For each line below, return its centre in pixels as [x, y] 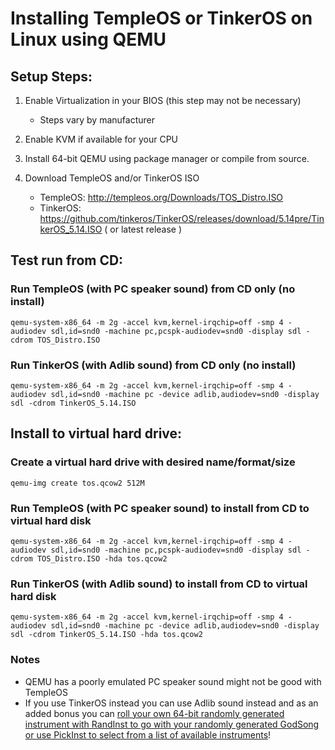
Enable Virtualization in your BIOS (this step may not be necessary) [163, 100]
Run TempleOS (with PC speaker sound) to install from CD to [160, 508]
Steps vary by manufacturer [97, 120]
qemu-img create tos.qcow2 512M [77, 483]
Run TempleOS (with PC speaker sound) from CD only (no [153, 289]
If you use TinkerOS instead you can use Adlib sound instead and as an [171, 703]
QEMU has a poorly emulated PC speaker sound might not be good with [173, 681]
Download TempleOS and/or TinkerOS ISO [112, 178]
